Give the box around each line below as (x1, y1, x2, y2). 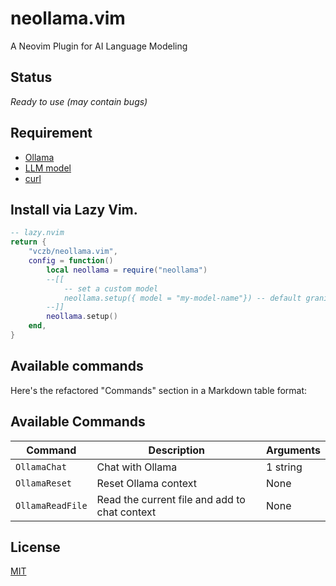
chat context (96, 505, 157, 519)
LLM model (24, 162, 72, 174)
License (10, 538, 61, 556)
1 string (266, 460, 303, 474)
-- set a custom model (63, 283, 159, 294)
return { (10, 237, 47, 247)
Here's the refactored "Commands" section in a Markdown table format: (10, 384, 308, 396)
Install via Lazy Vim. (10, 201, 138, 218)
